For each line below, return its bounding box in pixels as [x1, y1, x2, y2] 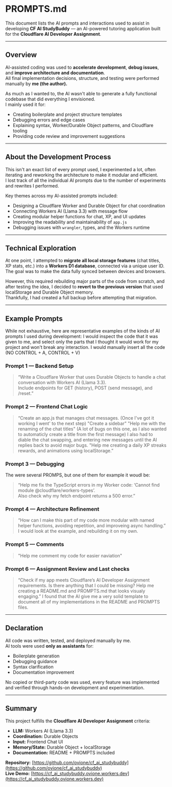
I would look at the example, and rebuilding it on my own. [17, 528, 138, 534]
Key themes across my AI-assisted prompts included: [5, 193, 118, 199]
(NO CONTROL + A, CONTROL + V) [5, 349, 80, 356]
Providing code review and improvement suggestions [12, 133, 125, 139]
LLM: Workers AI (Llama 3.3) [12, 728, 73, 734]
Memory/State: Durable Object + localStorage [12, 744, 111, 750]
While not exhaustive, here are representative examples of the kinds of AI [5, 328, 160, 334]
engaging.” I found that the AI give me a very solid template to [17, 593, 148, 599]
